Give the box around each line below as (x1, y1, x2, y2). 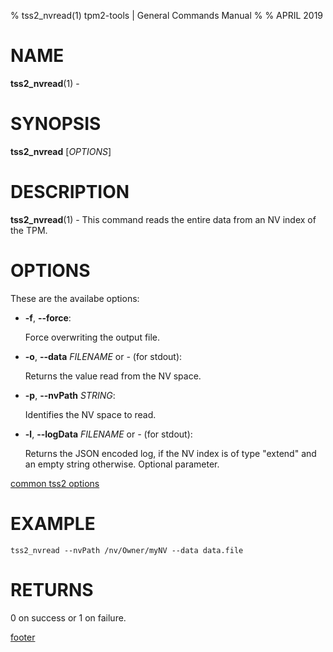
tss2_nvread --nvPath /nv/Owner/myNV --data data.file (10, 545, 244, 555)
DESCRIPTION (10, 181, 130, 204)
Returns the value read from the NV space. (24, 370, 202, 382)
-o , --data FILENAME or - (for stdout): (24, 350, 183, 362)
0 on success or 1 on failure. (10, 611, 127, 624)
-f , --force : (24, 311, 72, 324)
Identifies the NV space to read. (24, 408, 157, 420)
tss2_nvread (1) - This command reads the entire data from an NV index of (10, 213, 317, 225)
